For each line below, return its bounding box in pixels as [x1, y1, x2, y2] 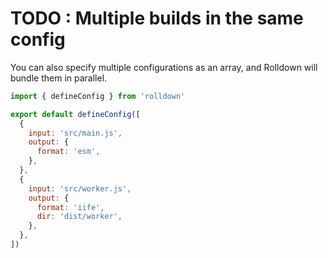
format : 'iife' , [36, 202, 105, 212]
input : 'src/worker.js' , [28, 183, 132, 194]
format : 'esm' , [36, 147, 101, 157]
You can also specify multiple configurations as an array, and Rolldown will [10, 61, 318, 73]
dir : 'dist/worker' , [36, 212, 123, 222]
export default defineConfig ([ [10, 109, 141, 119]
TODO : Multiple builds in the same [10, 7, 304, 30]
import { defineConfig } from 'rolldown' [10, 91, 186, 101]
